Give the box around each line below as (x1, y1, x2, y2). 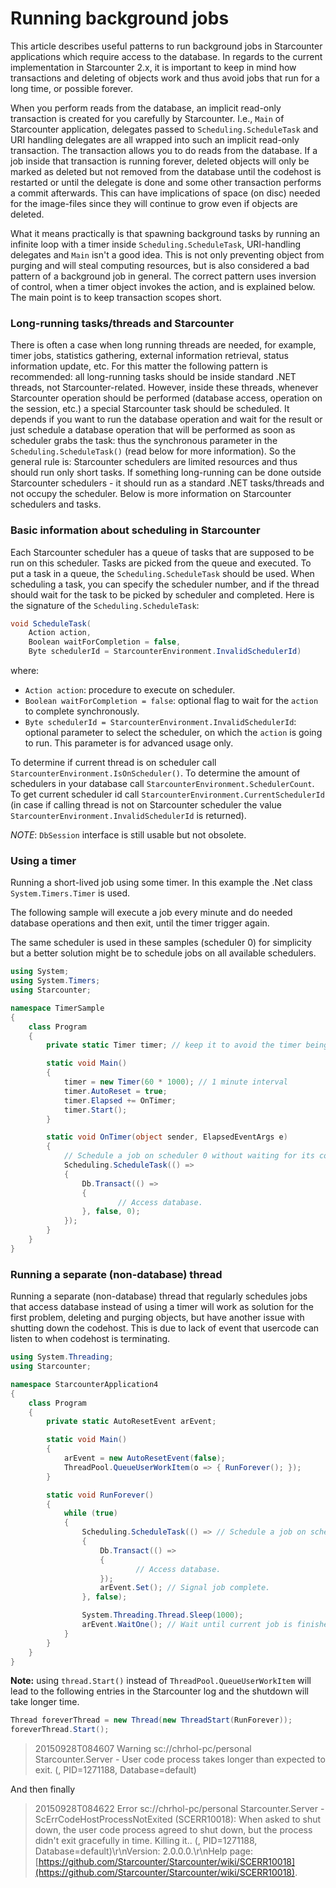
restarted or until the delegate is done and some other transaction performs (10, 176, 322, 188)
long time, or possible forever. (10, 82, 134, 94)
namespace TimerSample (10, 1003, 105, 1013)
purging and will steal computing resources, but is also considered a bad (10, 259, 310, 271)
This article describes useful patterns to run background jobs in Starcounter (10, 40, 323, 52)
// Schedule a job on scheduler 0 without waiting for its (63, 1151, 315, 1161)
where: (10, 665, 40, 677)
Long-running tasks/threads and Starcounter (10, 316, 235, 330)
